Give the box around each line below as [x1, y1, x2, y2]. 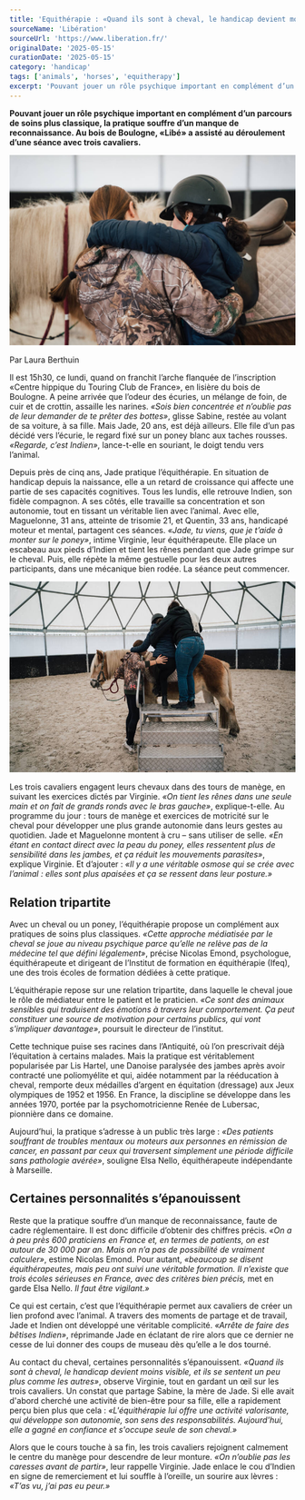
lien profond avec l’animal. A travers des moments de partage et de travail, [9, 1309, 288, 1321]
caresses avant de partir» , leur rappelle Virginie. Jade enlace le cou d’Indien [9, 1461, 296, 1472]
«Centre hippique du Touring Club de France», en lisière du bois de [9, 382, 261, 392]
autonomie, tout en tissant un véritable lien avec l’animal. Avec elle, [9, 505, 260, 517]
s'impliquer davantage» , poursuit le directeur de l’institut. [9, 1023, 224, 1035]
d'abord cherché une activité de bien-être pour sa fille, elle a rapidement [9, 1395, 281, 1406]
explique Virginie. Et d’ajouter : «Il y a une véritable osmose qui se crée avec [9, 859, 295, 869]
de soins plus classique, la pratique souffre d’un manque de [9, 117, 240, 128]
